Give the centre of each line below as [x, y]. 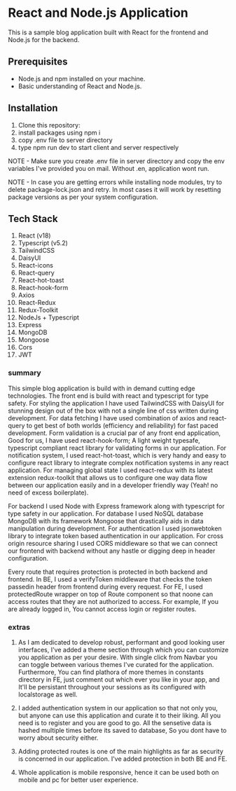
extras [19, 627]
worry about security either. [58, 738]
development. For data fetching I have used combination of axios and [108, 418]
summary [25, 373]
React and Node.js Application [98, 13]
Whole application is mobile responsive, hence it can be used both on [118, 772]
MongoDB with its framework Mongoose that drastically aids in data [106, 521]
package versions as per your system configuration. [83, 197]
